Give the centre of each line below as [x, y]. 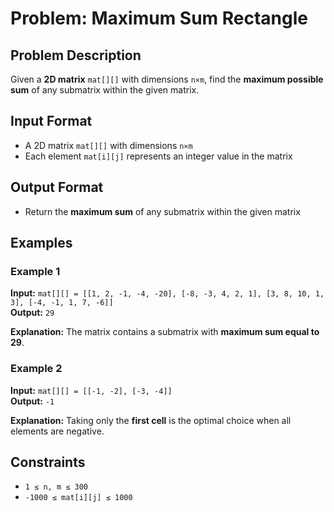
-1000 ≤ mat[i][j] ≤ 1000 [78, 498]
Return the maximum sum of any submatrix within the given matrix [162, 211]
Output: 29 [32, 313]
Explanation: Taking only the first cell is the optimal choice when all [151, 420]
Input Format [51, 121]
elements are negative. [57, 431]
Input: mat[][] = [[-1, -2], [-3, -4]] [91, 390]
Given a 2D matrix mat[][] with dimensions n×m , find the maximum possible [167, 79]
